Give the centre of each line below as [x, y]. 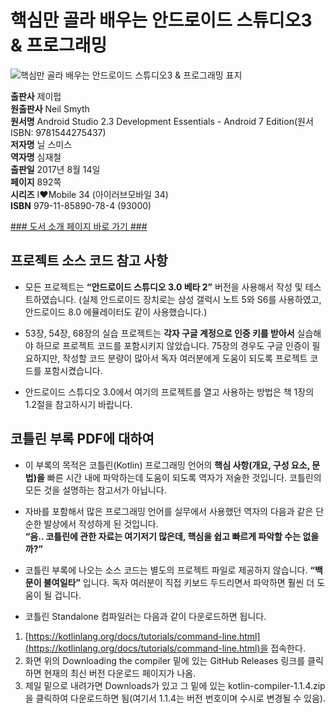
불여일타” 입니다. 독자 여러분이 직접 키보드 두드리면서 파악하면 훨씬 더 [179, 582]
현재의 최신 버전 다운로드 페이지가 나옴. [120, 673]
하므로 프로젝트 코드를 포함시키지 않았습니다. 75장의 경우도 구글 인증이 [172, 345]
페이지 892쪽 [36, 182]
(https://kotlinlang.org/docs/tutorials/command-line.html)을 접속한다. [165, 648]
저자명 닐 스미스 [41, 144]
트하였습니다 [49, 299]
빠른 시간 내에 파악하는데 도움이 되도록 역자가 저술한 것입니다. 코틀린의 [184, 477]
